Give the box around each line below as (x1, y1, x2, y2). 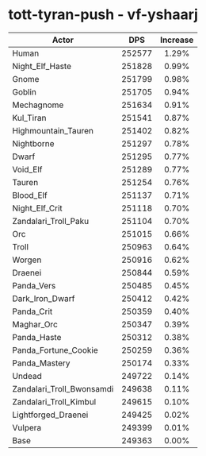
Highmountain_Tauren (12, 125, 93, 136)
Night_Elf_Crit (12, 203, 63, 214)
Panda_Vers (12, 280, 56, 291)
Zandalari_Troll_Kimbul (12, 396, 97, 407)
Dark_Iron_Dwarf (12, 292, 75, 303)
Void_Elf (12, 164, 43, 175)
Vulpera (12, 422, 42, 433)
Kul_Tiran (12, 112, 47, 123)
